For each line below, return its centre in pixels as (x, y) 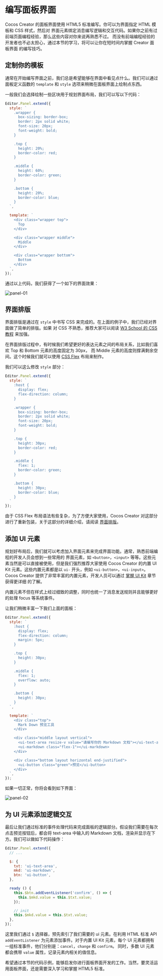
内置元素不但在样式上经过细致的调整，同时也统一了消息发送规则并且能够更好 (81, 592)
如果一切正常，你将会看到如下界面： (41, 788)
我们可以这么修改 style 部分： (35, 367)
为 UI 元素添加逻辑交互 (39, 814)
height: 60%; (31, 171)
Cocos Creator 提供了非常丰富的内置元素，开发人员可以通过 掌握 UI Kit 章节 (81, 575)
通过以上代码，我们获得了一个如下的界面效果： (52, 283)
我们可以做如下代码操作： (39, 839)
